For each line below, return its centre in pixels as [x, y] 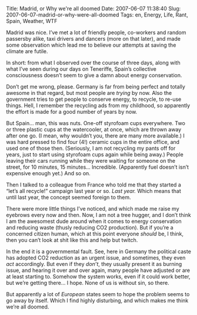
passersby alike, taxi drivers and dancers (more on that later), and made [94, 39]
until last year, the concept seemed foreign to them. [69, 197]
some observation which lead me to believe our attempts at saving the [91, 45]
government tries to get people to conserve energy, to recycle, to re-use [94, 99]
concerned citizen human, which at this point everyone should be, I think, [95, 234]
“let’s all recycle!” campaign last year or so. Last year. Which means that [94, 191]
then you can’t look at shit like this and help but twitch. [72, 240]
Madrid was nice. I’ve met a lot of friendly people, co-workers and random [96, 32]
